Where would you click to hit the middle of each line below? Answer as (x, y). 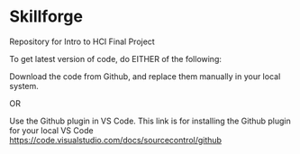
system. (24, 86)
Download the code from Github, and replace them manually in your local (145, 76)
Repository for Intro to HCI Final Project (82, 41)
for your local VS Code (51, 130)
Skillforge (46, 17)
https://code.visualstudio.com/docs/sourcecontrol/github (116, 140)
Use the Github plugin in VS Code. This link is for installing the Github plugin (150, 121)
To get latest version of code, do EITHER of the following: (116, 59)
